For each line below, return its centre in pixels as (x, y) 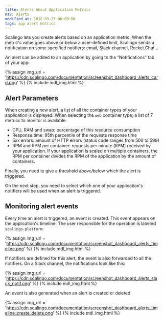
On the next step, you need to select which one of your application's (74, 186)
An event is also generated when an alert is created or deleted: (69, 293)
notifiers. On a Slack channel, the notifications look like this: (65, 263)
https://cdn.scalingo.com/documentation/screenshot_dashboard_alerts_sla (82, 278)
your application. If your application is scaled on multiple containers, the (85, 151)
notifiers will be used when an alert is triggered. (53, 191)
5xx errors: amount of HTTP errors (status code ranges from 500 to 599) (86, 140)
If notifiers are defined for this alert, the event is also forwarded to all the (78, 258)
